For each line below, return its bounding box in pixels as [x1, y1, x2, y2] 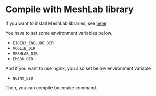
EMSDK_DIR [12, 56, 34, 61]
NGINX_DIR [12, 76, 34, 81]
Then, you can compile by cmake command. [5, 84, 97, 91]
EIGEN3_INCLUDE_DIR [12, 40, 54, 46]
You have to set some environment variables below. [5, 30, 113, 36]
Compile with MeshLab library [5, 4, 134, 15]
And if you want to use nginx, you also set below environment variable [5, 65, 151, 71]
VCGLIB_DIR [12, 46, 36, 51]
